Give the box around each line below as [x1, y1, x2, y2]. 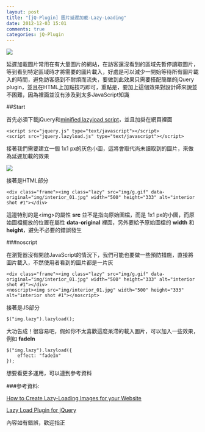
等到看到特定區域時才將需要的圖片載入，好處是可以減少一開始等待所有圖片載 [6, 68, 199, 76]
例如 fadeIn [6, 335, 35, 342]
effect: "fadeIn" [17, 353, 62, 359]
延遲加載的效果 [11, 153, 49, 160]
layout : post [6, 9, 40, 15]
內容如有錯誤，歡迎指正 [6, 419, 65, 427]
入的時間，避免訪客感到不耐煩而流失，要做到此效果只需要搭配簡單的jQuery [6, 76, 194, 83]
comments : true [6, 26, 45, 32]
